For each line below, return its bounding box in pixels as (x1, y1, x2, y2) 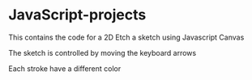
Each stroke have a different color (8, 63, 122, 74)
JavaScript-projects (8, 6, 147, 24)
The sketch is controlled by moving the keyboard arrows (8, 48, 197, 57)
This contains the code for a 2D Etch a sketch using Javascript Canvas (8, 32, 245, 42)
